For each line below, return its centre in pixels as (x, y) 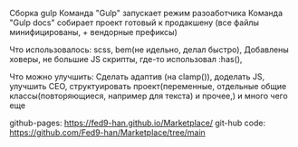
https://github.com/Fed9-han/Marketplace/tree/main (107, 133)
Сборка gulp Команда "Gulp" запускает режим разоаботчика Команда (146, 13)
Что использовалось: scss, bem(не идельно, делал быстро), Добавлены (149, 50)
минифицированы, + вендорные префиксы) (94, 32)
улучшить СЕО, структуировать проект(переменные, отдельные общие (148, 86)
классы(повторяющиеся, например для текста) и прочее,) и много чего (149, 96)
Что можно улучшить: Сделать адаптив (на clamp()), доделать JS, (137, 77)
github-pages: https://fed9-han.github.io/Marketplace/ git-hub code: (137, 123)
